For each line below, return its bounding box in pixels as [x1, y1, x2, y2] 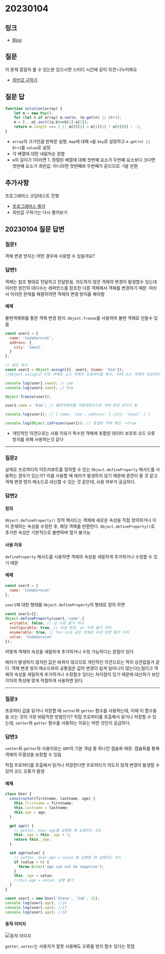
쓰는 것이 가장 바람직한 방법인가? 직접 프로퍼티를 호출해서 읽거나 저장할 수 [10, 714, 151, 720]
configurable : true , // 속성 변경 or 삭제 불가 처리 [9, 625, 111, 631]
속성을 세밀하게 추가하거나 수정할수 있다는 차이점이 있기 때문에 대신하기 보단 [14, 671, 160, 677]
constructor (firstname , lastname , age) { [9, 796, 96, 801]
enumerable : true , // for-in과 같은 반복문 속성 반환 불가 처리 [9, 630, 129, 635]
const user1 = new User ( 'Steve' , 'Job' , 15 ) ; [5, 896, 100, 901]
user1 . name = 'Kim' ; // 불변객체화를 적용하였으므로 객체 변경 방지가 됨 [5, 403, 137, 408]
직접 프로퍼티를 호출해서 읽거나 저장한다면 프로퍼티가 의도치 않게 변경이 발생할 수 [5, 762, 160, 768]
